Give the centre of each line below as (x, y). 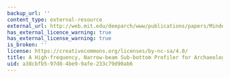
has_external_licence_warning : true (59, 32)
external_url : (27, 26)
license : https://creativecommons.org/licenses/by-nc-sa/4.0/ (98, 52)
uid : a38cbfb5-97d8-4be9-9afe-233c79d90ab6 (70, 64)
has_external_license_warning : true (59, 39)
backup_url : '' (29, 13)
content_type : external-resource (55, 20)
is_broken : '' (27, 45)
